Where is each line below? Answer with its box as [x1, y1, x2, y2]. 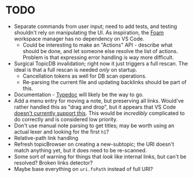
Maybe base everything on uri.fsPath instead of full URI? [13, 165, 153, 172]
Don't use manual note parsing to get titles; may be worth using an [13, 122, 175, 129]
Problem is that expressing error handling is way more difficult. [22, 54, 174, 61]
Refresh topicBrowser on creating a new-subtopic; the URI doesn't [13, 141, 175, 148]
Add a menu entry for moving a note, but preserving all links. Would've [13, 97, 184, 104]
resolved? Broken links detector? [13, 159, 93, 166]
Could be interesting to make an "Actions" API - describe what [22, 41, 173, 48]
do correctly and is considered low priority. [13, 116, 118, 123]
